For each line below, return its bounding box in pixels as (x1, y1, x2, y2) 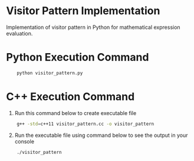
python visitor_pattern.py (17, 70, 83, 76)
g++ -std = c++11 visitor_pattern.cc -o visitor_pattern (17, 121, 154, 127)
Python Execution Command (6, 51, 149, 64)
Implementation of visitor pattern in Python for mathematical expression (6, 24, 181, 31)
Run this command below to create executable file (14, 109, 137, 116)
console (14, 137, 34, 145)
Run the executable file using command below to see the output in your (14, 132, 188, 139)
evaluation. (6, 29, 33, 37)
